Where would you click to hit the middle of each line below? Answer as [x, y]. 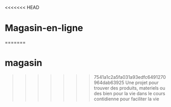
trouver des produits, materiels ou [130, 88]
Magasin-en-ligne [44, 28]
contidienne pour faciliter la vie [126, 99]
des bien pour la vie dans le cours [130, 93]
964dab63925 [109, 82]
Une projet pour [142, 82]
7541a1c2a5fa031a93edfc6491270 [130, 77]
